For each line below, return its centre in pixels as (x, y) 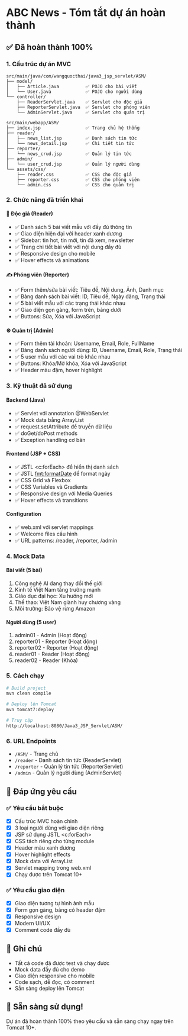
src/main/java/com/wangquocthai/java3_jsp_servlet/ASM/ (76, 76)
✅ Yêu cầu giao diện (35, 890)
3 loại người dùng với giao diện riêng (59, 828)
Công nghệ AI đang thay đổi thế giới (59, 583)
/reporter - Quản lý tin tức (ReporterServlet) (69, 767)
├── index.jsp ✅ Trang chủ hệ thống (73, 128)
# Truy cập (20, 721)
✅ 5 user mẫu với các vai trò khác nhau (62, 357)
